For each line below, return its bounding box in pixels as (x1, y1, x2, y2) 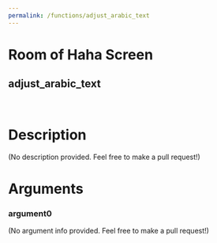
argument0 (8, 207, 53, 218)
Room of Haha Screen (8, 45, 154, 63)
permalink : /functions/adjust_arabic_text (8, 11, 150, 20)
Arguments (8, 180, 84, 198)
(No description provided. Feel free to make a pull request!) (8, 152, 201, 161)
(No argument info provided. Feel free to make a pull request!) (8, 226, 209, 236)
